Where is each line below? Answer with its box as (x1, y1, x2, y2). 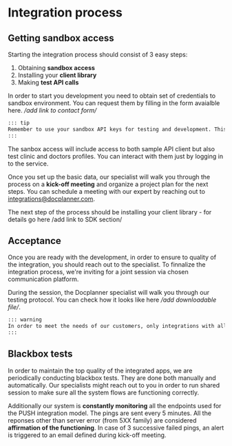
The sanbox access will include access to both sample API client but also (8, 144, 215, 153)
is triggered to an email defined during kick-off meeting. (8, 431, 167, 439)
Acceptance (8, 235, 61, 247)
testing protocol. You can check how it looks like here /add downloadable (8, 296, 217, 304)
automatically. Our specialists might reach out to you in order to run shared (8, 381, 220, 389)
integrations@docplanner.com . (8, 194, 96, 203)
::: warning (8, 316, 42, 324)
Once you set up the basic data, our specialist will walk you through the (8, 172, 211, 181)
